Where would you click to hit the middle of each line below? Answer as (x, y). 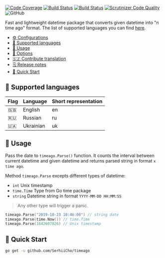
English (32, 109)
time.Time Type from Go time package (51, 190)
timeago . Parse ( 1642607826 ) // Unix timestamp (53, 224)
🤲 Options (23, 53)
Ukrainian (34, 126)
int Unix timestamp (33, 185)
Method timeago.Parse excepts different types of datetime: (65, 175)
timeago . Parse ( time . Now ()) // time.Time (48, 219)
